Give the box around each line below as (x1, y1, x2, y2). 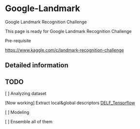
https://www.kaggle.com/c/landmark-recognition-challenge (5, 47, 124, 53)
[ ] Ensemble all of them (5, 119, 53, 125)
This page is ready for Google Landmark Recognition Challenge (5, 28, 132, 34)
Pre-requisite (5, 37, 31, 44)
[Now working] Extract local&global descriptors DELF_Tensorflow (5, 100, 135, 106)
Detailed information (5, 61, 69, 69)
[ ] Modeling (5, 110, 30, 115)
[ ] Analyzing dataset (5, 91, 47, 97)
